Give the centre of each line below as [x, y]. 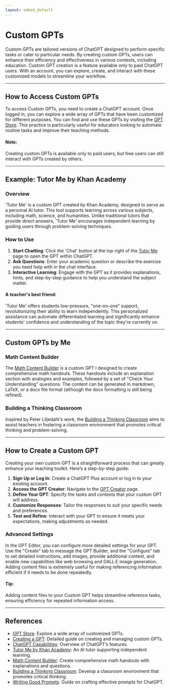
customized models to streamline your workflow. [56, 76]
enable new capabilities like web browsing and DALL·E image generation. [81, 561]
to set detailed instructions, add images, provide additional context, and [80, 556]
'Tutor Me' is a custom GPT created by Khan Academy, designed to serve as [85, 205]
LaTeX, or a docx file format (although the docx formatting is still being [79, 390]
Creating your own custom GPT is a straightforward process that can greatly [85, 463]
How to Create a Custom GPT [52, 451]
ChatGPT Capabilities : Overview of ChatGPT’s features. [70, 644]
